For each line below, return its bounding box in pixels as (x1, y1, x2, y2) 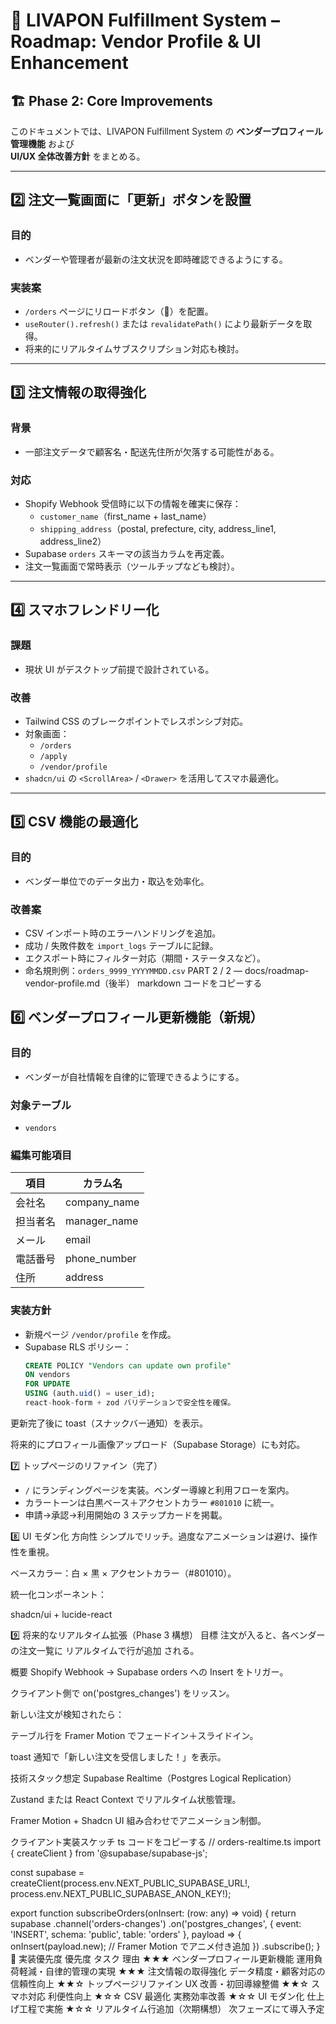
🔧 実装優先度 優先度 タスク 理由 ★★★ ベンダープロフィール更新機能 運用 (10, 1952, 315, 1964)
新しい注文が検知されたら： (10, 1708, 125, 1720)
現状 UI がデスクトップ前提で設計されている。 (24, 663, 215, 675)
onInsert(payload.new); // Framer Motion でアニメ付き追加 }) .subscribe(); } (10, 1940, 321, 1952)
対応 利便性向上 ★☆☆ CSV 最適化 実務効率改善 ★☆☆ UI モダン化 (27, 1990, 305, 2002)
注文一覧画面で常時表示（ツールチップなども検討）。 (24, 560, 240, 572)
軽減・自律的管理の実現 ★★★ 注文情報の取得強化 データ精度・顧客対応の (18, 1965, 326, 1977)
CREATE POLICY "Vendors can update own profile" (24, 1360, 232, 1371)
